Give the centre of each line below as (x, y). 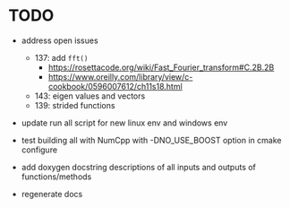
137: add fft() (61, 57)
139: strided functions (75, 105)
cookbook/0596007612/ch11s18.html (115, 86)
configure (39, 150)
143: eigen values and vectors (90, 96)
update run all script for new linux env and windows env (124, 123)
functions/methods (56, 177)
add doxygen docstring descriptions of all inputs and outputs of (139, 167)
